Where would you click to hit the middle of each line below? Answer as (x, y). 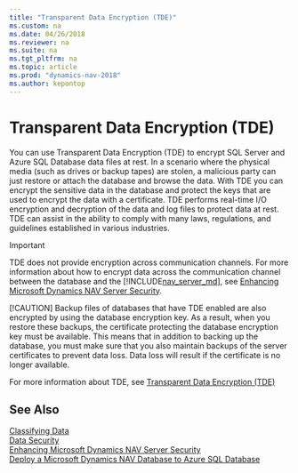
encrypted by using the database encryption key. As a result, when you (140, 317)
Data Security (34, 440)
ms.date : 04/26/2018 (48, 34)
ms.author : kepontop (48, 84)
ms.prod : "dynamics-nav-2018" (65, 76)
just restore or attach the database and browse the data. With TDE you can (146, 180)
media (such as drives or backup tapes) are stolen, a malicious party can (143, 171)
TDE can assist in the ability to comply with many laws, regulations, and (140, 218)
